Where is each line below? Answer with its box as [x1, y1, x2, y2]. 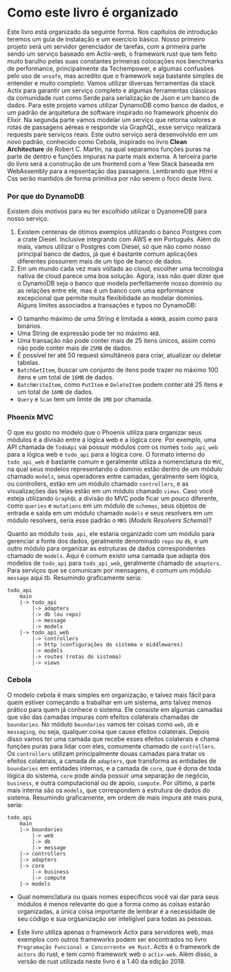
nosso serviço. [7, 215, 50, 223]
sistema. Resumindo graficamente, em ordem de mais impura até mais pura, [7, 793, 223, 802]
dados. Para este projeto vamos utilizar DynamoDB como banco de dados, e [7, 101, 224, 109]
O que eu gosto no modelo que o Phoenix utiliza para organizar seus [7, 428, 202, 436]
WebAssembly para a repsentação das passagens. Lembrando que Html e [7, 167, 219, 175]
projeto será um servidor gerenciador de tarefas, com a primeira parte [7, 42, 207, 50]
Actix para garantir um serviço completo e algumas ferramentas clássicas [7, 86, 217, 95]
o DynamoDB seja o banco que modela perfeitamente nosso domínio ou [17, 279, 222, 288]
